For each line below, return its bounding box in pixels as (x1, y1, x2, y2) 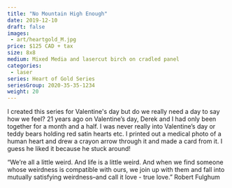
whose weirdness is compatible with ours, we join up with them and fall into (7, 166, 225, 174)
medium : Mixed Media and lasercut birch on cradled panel (7, 56, 180, 63)
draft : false (7, 23, 45, 30)
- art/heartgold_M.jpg (10, 36, 77, 43)
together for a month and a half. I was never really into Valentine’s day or (7, 122, 216, 131)
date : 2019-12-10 (7, 17, 58, 24)
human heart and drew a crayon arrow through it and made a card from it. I (7, 137, 223, 145)
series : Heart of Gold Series (7, 75, 96, 82)
